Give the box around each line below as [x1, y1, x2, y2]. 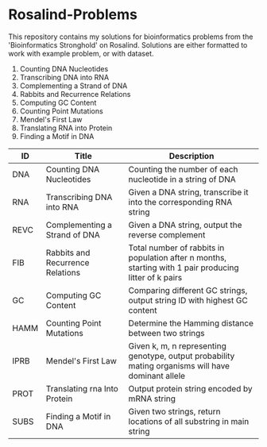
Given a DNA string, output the [128, 219, 242, 230]
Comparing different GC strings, [128, 284, 248, 295]
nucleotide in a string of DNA [128, 173, 236, 184]
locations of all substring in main [128, 415, 250, 426]
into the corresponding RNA [128, 196, 233, 207]
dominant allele [128, 370, 185, 381]
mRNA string [128, 393, 176, 404]
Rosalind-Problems [8, 6, 137, 24]
